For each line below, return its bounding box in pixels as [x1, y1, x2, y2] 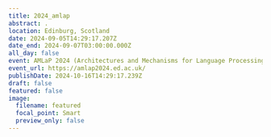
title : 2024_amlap [8, 11, 70, 20]
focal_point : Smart [15, 110, 81, 118]
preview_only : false [15, 117, 85, 125]
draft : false [8, 79, 52, 87]
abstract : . [8, 19, 48, 27]
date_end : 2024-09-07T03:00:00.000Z [8, 42, 131, 50]
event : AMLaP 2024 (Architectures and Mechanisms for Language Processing [8, 57, 265, 65]
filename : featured [15, 102, 81, 110]
